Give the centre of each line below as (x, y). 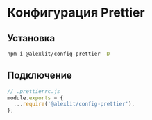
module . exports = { (35, 98)
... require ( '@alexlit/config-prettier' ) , (74, 104)
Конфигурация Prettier (76, 13)
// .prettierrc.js (34, 91)
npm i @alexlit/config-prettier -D (59, 54)
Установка (31, 38)
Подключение (40, 76)
